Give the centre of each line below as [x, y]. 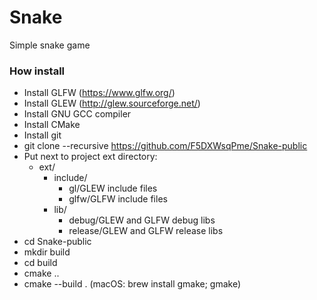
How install [37, 71]
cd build [40, 263]
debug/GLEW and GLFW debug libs [142, 220]
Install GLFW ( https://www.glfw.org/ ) [99, 93]
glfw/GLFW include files [118, 199]
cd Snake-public [57, 242]
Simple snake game [50, 45]
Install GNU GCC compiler [77, 114]
